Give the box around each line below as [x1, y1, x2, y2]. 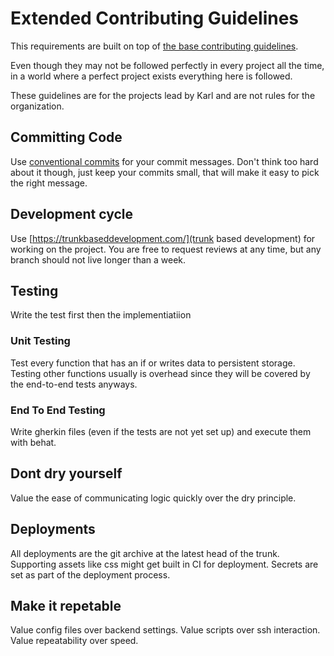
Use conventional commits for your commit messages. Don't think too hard [10, 155, 319, 167]
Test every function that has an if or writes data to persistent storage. [10, 357, 296, 369]
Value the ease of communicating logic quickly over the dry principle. [10, 492, 297, 504]
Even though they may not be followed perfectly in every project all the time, [10, 59, 325, 71]
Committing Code [10, 129, 123, 146]
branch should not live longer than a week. [10, 253, 187, 266]
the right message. [10, 177, 88, 189]
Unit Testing [10, 334, 71, 348]
